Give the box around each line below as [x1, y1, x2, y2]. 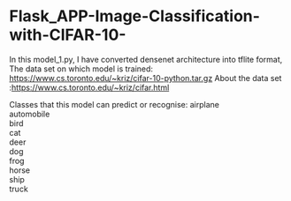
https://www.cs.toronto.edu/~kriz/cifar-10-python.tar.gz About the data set [9, 72, 282, 83]
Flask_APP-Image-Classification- [9, 6, 261, 26]
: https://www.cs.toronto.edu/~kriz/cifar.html [9, 82, 170, 93]
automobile [9, 108, 50, 119]
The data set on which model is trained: [9, 63, 153, 74]
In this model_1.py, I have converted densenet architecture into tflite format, [9, 54, 283, 64]
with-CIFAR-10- [9, 25, 126, 45]
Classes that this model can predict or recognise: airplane [9, 99, 219, 109]
